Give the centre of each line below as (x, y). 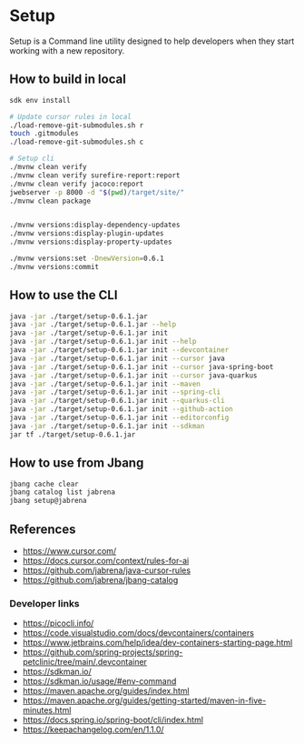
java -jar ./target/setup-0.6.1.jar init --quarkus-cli (117, 401)
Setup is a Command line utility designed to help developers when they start (152, 41)
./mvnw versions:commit (54, 266)
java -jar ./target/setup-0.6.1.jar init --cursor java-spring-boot (142, 367)
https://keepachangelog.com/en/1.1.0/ (93, 729)
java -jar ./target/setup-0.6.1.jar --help (93, 325)
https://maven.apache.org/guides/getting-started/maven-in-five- (144, 700)
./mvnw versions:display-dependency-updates (95, 225)
